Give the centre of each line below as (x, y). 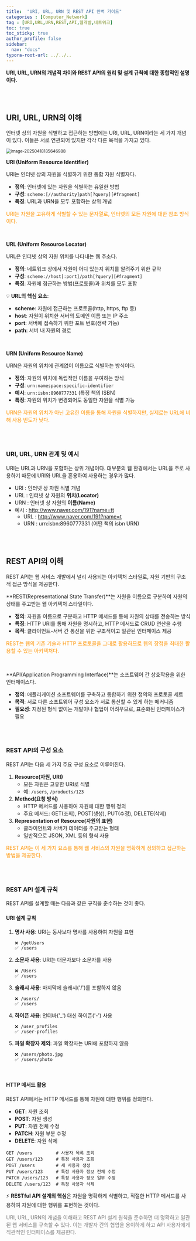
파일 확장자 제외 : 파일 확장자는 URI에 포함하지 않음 (71, 1043)
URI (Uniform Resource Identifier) (47, 162)
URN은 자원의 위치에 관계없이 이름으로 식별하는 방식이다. (71, 366)
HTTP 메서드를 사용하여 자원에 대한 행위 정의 (75, 806)
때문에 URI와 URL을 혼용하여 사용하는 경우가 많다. (78, 475)
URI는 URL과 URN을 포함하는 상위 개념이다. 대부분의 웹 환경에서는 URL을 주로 (95, 468)
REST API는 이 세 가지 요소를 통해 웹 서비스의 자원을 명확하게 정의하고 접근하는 (96, 847)
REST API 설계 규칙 (32, 889)
